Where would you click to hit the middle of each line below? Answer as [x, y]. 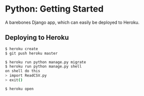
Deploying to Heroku [37, 38]
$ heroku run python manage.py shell [43, 66]
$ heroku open [20, 89]
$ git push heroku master [31, 53]
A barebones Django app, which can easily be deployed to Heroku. [72, 22]
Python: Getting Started [54, 9]
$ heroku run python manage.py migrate [46, 62]
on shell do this [23, 71]
